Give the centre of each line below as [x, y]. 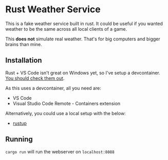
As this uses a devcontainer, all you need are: [53, 88]
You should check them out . [35, 78]
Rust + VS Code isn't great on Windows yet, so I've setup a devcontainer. [83, 73]
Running [19, 139]
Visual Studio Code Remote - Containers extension [67, 103]
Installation [24, 61]
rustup [20, 123]
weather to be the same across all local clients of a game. [66, 29]
